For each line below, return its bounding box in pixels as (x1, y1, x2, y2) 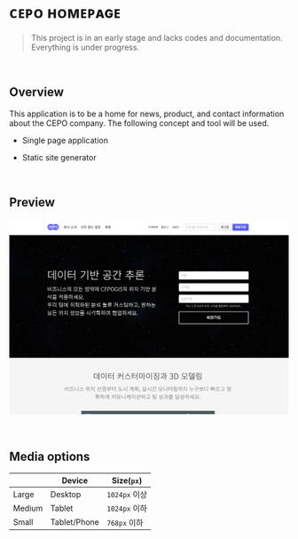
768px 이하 (106, 517, 144, 527)
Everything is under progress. (30, 42, 140, 52)
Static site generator (21, 152, 97, 162)
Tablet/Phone (50, 517, 99, 527)
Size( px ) (112, 475, 143, 486)
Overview (9, 85, 65, 100)
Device (61, 475, 89, 486)
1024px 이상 (106, 489, 148, 500)
